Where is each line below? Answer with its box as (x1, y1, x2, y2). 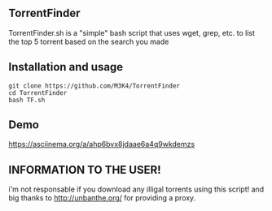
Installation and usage (8, 60, 124, 74)
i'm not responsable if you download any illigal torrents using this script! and (8, 184, 265, 194)
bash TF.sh (8, 96, 46, 104)
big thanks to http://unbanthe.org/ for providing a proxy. (8, 193, 196, 203)
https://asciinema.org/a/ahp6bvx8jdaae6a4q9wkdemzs (8, 140, 195, 149)
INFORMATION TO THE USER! (8, 162, 161, 177)
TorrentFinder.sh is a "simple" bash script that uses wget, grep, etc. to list (8, 28, 255, 37)
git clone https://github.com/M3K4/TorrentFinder (8, 81, 181, 90)
